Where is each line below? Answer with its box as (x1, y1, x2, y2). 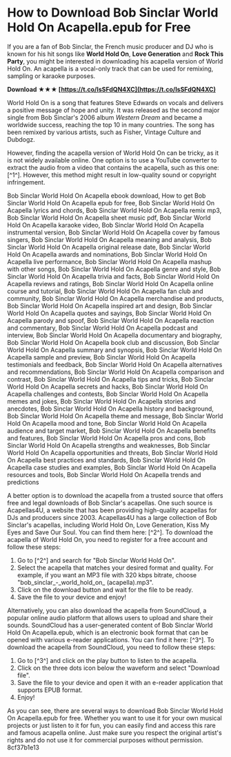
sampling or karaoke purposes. (7, 71, 96, 80)
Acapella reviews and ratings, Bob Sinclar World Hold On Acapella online (7, 279, 214, 288)
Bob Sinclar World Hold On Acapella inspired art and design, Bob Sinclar (7, 301, 212, 310)
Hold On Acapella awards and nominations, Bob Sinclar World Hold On (7, 250, 208, 259)
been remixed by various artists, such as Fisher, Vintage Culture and (7, 128, 201, 136)
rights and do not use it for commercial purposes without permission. (7, 736, 203, 744)
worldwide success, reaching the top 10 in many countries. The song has (7, 120, 215, 129)
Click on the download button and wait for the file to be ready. (17, 586, 194, 594)
